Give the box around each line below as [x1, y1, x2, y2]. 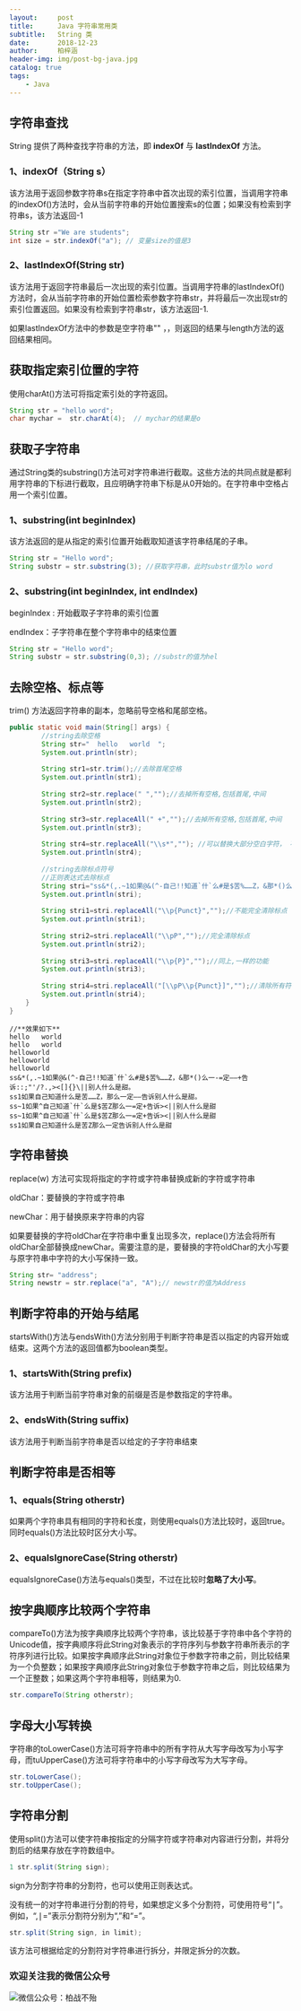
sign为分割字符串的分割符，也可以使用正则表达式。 [9, 1880, 198, 1891]
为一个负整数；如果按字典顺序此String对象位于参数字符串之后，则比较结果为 [9, 1661, 291, 1673]
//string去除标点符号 [41, 865, 114, 874]
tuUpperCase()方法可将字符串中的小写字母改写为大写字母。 [32, 1754, 253, 1765]
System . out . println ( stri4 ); [41, 990, 146, 999]
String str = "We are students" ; [9, 228, 130, 237]
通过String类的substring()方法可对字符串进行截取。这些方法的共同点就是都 [9, 467, 284, 478]
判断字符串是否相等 [9, 1465, 116, 1480]
